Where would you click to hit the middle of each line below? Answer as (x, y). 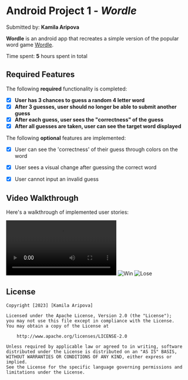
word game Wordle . (30, 45)
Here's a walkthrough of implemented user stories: (68, 212)
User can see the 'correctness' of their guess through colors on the (96, 149)
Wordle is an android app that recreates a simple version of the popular (93, 38)
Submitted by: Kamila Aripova (43, 27)
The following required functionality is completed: (67, 89)
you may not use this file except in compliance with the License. (90, 321)
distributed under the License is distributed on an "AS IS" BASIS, (92, 352)
